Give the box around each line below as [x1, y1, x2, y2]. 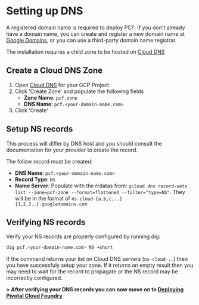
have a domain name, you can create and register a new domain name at [6, 30, 185, 37]
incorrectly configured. [6, 275, 63, 282]
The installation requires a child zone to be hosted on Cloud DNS [6, 48, 165, 55]
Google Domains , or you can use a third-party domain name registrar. [6, 36, 177, 44]
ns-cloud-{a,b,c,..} [71, 196, 123, 202]
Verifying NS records [6, 217, 86, 227]
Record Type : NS [14, 175, 55, 183]
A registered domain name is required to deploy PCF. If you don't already [6, 24, 185, 31]
